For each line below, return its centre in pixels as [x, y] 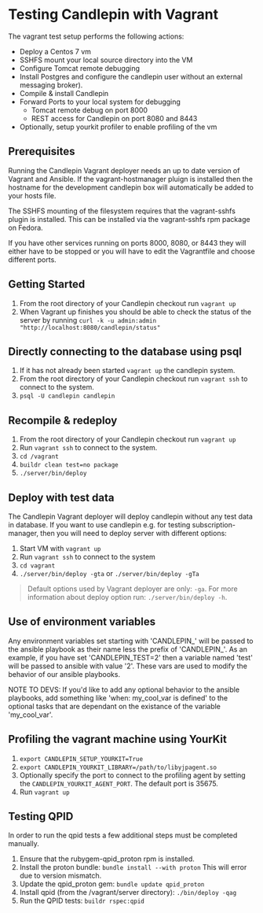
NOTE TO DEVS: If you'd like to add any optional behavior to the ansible [124, 689]
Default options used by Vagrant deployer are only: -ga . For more [132, 589]
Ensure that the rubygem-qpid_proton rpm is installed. [107, 859]
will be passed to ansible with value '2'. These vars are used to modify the [128, 666]
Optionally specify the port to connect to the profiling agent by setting [132, 775]
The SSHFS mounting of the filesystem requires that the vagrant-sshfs [122, 211]
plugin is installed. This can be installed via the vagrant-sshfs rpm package [129, 219]
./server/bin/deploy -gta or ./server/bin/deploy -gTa [109, 573]
